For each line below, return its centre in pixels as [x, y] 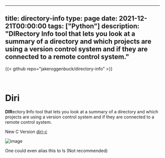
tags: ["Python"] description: [94, 26]
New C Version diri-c [26, 132]
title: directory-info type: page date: [61, 18]
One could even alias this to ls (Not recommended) [56, 151]
